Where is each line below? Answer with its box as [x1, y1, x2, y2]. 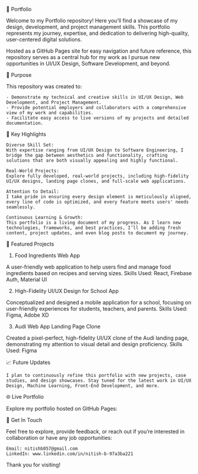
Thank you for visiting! [6, 462, 61, 468]
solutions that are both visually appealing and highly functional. [6, 157, 178, 163]
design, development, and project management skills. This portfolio [6, 24, 170, 30]
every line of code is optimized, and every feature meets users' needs [6, 199, 189, 205]
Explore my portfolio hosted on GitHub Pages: [6, 405, 118, 412]
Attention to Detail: [6, 189, 60, 195]
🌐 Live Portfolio [6, 394, 44, 400]
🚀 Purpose [6, 72, 32, 78]
